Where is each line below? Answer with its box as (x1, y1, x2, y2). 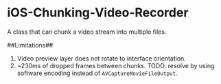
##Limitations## (7, 41, 54, 49)
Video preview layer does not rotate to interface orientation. (16, 54, 187, 63)
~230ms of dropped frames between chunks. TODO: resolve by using (16, 61, 215, 70)
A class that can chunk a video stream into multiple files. (7, 28, 167, 36)
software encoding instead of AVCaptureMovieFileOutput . (16, 69, 178, 77)
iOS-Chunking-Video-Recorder (7, 5, 189, 21)
